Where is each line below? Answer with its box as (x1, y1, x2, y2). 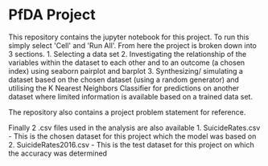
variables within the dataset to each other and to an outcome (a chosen (8, 58, 245, 67)
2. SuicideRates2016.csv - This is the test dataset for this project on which (8, 140, 255, 149)
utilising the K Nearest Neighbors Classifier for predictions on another (8, 83, 240, 93)
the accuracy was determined (8, 148, 107, 158)
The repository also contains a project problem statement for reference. (8, 107, 246, 117)
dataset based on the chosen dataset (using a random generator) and (8, 75, 240, 84)
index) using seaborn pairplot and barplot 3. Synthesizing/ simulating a (8, 66, 244, 75)
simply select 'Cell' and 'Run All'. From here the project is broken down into (8, 40, 258, 50)
